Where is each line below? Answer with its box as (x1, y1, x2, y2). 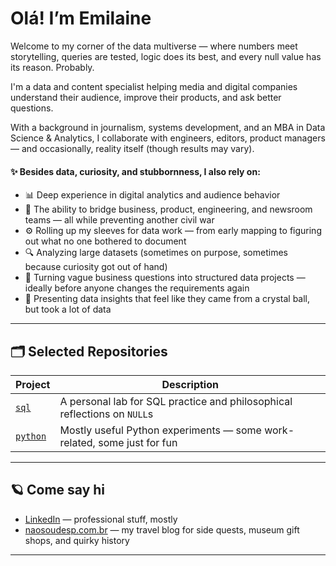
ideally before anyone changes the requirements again (24, 282, 250, 294)
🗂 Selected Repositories (10, 343, 168, 360)
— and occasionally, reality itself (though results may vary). (10, 142, 255, 154)
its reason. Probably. (10, 61, 95, 73)
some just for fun (98, 435, 178, 449)
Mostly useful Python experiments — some (59, 423, 262, 437)
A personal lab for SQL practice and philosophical (59, 394, 293, 408)
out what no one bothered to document (24, 235, 187, 247)
